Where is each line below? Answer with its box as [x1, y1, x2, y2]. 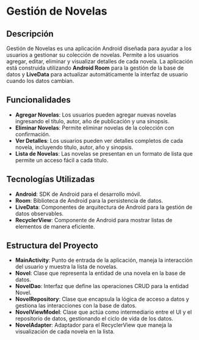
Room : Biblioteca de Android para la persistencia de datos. [15, 197, 164, 204]
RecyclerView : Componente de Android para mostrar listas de [15, 216, 173, 223]
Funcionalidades [6, 95, 71, 105]
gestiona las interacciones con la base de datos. [15, 302, 137, 309]
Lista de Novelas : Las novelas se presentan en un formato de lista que [15, 150, 194, 157]
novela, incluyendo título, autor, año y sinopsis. [15, 143, 133, 151]
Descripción [6, 29, 54, 39]
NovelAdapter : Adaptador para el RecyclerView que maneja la [15, 322, 172, 329]
